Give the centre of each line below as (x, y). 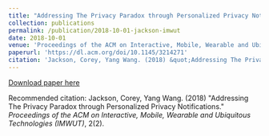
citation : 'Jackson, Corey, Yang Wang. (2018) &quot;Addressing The (125, 60)
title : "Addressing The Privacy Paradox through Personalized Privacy (128, 16)
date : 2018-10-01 (37, 38)
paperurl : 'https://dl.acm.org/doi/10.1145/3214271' (98, 52)
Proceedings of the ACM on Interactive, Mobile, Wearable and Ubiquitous (129, 115)
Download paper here (44, 82)
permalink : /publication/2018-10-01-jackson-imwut (94, 30)
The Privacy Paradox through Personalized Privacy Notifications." (116, 106)
